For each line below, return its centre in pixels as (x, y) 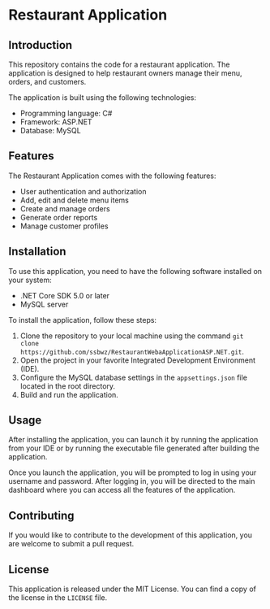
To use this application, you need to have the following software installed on (135, 271)
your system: (30, 280)
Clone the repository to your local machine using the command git (132, 336)
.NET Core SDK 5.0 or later (65, 295)
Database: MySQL (50, 130)
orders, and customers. (47, 82)
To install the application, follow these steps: (82, 320)
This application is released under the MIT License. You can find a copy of (133, 589)
